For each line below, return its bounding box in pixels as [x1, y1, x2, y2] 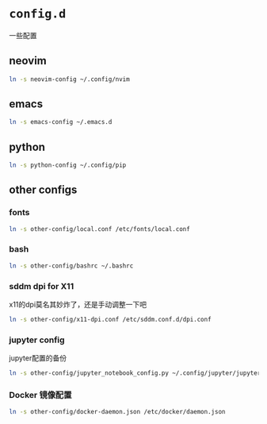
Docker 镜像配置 [9, 390, 72, 400]
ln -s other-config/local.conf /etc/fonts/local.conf [9, 225, 191, 233]
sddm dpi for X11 [9, 280, 74, 291]
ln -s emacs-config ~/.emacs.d [9, 118, 113, 126]
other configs [9, 183, 78, 197]
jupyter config [9, 334, 66, 345]
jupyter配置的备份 [9, 353, 67, 363]
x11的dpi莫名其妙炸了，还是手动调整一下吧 [9, 300, 147, 310]
